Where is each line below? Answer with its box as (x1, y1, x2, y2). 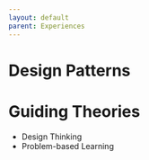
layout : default (8, 13, 69, 22)
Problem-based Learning (21, 140, 114, 151)
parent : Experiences (8, 22, 86, 31)
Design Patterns (8, 60, 131, 81)
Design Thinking (21, 131, 83, 142)
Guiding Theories (8, 101, 141, 121)
